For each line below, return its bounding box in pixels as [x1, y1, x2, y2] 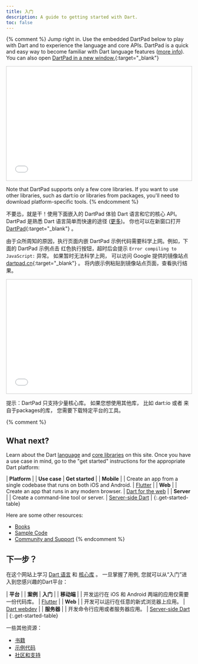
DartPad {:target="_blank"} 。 [6, 225, 77, 233]
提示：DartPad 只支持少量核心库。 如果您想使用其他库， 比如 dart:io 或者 [6, 400, 183, 407]
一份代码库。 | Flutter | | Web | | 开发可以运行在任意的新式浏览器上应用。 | [6, 598, 185, 605]
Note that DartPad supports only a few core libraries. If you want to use [6, 186, 179, 193]
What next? [6, 436, 49, 446]
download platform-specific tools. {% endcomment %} [6, 198, 139, 205]
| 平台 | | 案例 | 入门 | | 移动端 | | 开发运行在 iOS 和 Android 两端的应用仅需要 [6, 591, 189, 597]
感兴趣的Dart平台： [21, 578, 69, 585]
